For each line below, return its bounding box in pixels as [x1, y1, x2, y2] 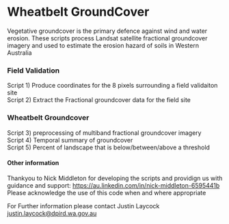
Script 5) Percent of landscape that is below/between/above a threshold [7, 143, 211, 151]
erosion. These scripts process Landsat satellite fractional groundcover [7, 34, 208, 42]
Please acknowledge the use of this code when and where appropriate [7, 188, 206, 197]
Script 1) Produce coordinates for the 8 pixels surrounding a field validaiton [7, 82, 218, 90]
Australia [7, 49, 32, 57]
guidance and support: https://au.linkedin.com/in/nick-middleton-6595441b [7, 181, 220, 189]
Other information [7, 159, 59, 167]
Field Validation [7, 66, 60, 75]
